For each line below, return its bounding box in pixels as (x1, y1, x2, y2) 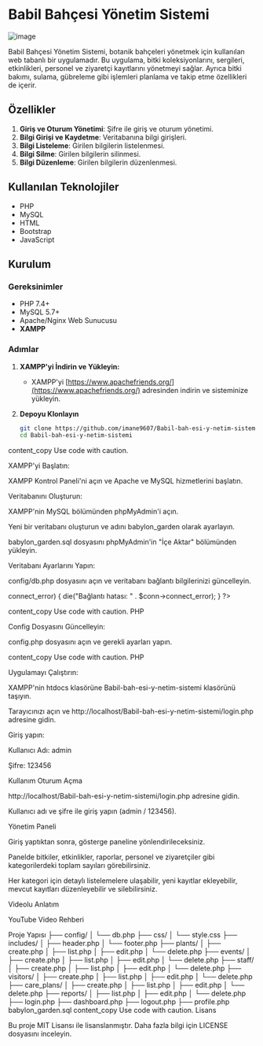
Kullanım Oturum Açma (8, 776, 82, 785)
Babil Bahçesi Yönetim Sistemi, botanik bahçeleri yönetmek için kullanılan (8, 46, 245, 56)
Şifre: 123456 (8, 761, 52, 770)
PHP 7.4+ (19, 299, 50, 309)
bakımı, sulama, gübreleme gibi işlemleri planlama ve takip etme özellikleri (8, 72, 247, 81)
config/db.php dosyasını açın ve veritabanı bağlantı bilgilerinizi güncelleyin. (8, 577, 251, 586)
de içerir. (8, 80, 37, 90)
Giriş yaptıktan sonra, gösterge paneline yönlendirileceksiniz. (8, 837, 206, 847)
